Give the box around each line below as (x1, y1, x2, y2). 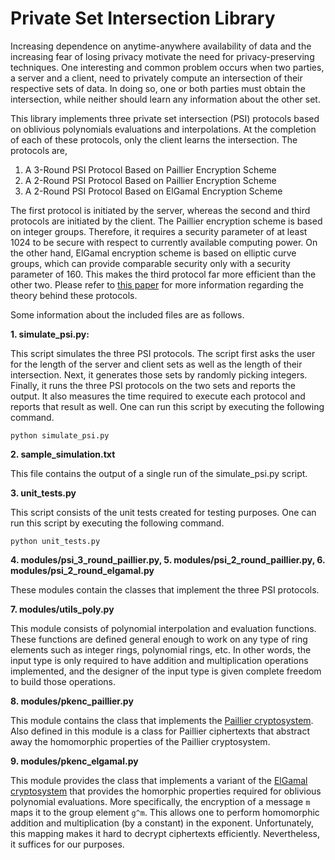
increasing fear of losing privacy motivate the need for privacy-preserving (10, 50, 315, 62)
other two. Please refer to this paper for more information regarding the (10, 278, 304, 291)
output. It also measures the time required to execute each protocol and (10, 390, 306, 402)
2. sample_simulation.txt (10, 448, 116, 460)
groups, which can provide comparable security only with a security (10, 257, 291, 269)
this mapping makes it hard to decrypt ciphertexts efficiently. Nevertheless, (10, 827, 320, 839)
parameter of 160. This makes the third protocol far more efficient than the (10, 268, 317, 280)
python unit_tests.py (10, 536, 101, 546)
